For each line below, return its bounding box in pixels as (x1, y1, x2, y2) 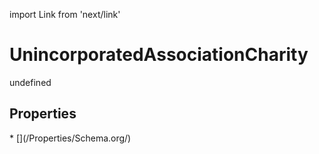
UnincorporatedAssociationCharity (9, 44, 309, 66)
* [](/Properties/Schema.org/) (9, 132, 132, 144)
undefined (9, 76, 52, 88)
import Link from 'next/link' (9, 9, 121, 20)
